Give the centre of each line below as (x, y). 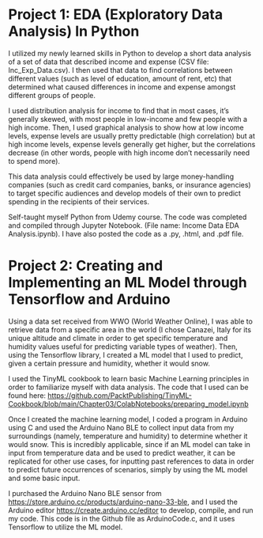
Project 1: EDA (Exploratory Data (116, 15)
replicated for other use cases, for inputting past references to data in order (131, 461)
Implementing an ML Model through (128, 283)
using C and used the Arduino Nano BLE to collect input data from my (121, 427)
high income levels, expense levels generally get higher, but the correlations (132, 144)
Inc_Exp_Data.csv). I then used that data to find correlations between (120, 70)
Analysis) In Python (74, 31)
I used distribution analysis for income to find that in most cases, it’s (118, 110)
